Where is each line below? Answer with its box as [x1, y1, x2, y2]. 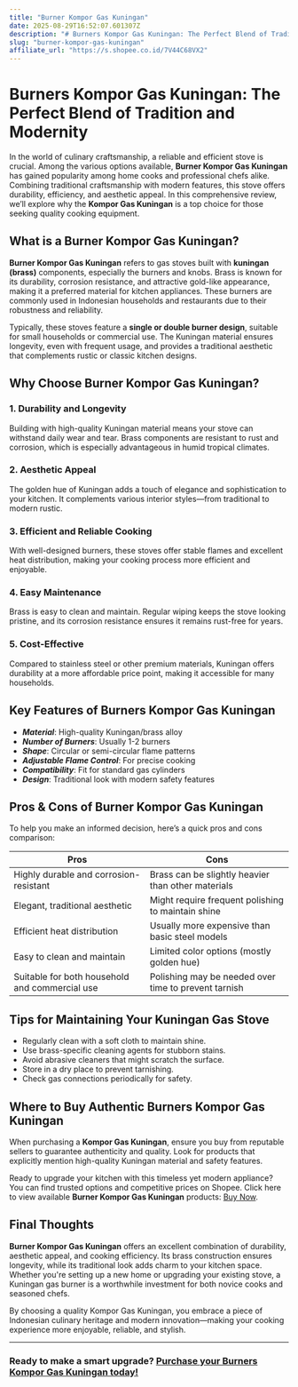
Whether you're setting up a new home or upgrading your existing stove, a [9, 1269, 281, 1279]
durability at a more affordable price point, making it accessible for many [9, 667, 275, 678]
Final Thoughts [9, 1217, 95, 1232]
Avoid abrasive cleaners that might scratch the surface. [21, 1055, 224, 1065]
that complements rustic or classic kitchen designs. [9, 350, 198, 361]
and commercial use [13, 982, 98, 994]
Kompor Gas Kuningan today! [9, 1366, 139, 1378]
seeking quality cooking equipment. [9, 208, 140, 219]
